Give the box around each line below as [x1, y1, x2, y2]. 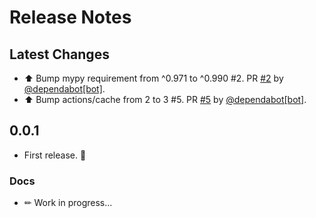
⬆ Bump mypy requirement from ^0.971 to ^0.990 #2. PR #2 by [23, 72, 284, 84]
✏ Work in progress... [23, 197, 113, 209]
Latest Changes [9, 46, 110, 63]
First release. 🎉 [23, 149, 87, 161]
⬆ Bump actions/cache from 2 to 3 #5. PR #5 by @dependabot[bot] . [23, 94, 307, 105]
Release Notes [9, 6, 132, 29]
